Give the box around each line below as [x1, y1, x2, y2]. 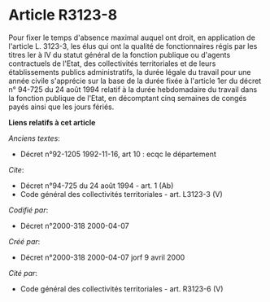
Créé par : [8, 236, 41, 246]
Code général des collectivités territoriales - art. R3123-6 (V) [20, 283, 224, 294]
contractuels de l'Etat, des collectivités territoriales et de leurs [8, 59, 216, 68]
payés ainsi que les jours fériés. [8, 102, 115, 112]
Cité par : [8, 268, 38, 278]
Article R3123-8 [8, 6, 118, 24]
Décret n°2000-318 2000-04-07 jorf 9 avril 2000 [20, 252, 185, 262]
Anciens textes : [8, 133, 61, 143]
